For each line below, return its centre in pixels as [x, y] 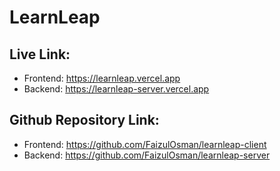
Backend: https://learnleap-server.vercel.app [116, 89]
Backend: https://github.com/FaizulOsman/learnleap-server [147, 155]
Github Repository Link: [84, 120]
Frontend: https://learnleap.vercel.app [102, 78]
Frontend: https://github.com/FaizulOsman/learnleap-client [145, 144]
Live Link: [40, 54]
